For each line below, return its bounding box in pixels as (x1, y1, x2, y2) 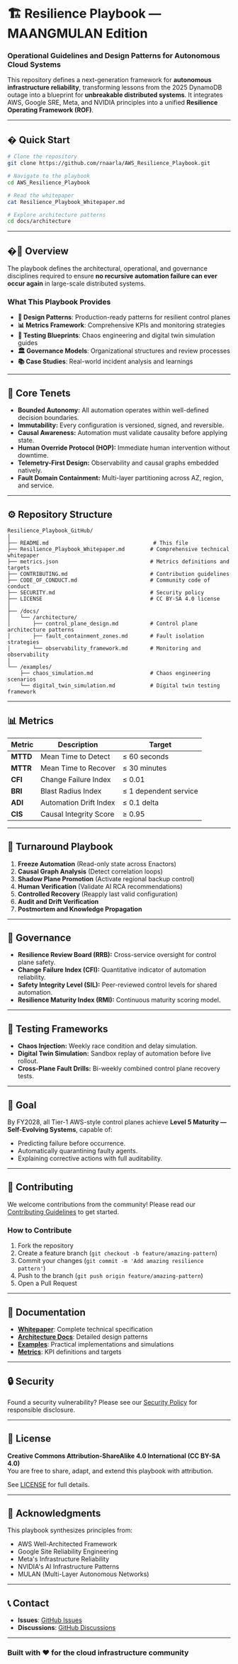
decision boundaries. (17, 414, 79, 422)
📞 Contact (7, 1597, 50, 1609)
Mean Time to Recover (40, 763, 115, 773)
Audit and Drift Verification (17, 897, 99, 905)
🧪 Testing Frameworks (7, 1023, 108, 1035)
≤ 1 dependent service (122, 786, 198, 796)
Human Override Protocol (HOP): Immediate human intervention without (17, 443, 230, 452)
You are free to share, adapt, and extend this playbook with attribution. (7, 1466, 214, 1475)
